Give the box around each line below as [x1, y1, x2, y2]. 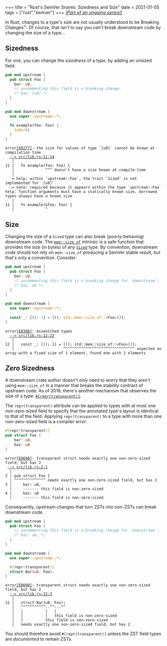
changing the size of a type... [5, 30, 65, 35]
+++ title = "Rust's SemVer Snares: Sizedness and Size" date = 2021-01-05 [5, 4, 160, 10]
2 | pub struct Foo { [5, 473, 50, 478]
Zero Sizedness [5, 364, 55, 372]
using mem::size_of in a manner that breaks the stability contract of [5, 382, 143, 388]
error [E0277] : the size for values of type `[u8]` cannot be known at [5, 146, 155, 151]
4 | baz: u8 [5, 490, 39, 495]
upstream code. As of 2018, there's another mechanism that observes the [5, 388, 157, 394]
